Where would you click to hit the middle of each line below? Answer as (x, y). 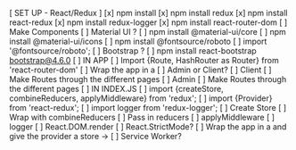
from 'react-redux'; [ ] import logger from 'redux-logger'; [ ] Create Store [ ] (148, 108)
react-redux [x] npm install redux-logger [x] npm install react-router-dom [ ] (148, 22)
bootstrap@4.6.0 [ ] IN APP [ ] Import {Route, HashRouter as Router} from (144, 60)
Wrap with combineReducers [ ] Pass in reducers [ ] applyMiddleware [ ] (142, 117)
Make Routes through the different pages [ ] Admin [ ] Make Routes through (148, 79)
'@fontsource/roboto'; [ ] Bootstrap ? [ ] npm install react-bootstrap (133, 51)
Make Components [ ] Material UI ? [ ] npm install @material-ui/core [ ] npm (148, 32)
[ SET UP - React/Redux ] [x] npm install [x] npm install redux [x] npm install (148, 13)
